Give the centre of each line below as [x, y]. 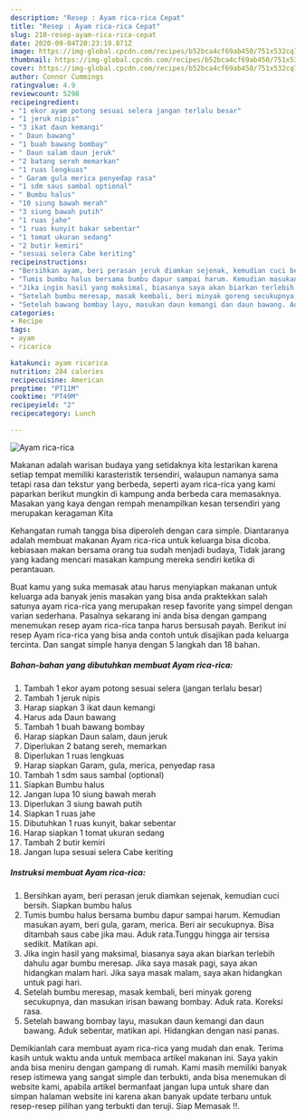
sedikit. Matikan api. [61, 943]
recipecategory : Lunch [53, 414]
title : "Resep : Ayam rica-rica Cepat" [86, 26]
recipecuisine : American [57, 380]
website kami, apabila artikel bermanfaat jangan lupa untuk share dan [140, 1086]
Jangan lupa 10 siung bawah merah [90, 794]
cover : [23, 69]
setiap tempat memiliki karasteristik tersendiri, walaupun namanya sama [144, 474]
